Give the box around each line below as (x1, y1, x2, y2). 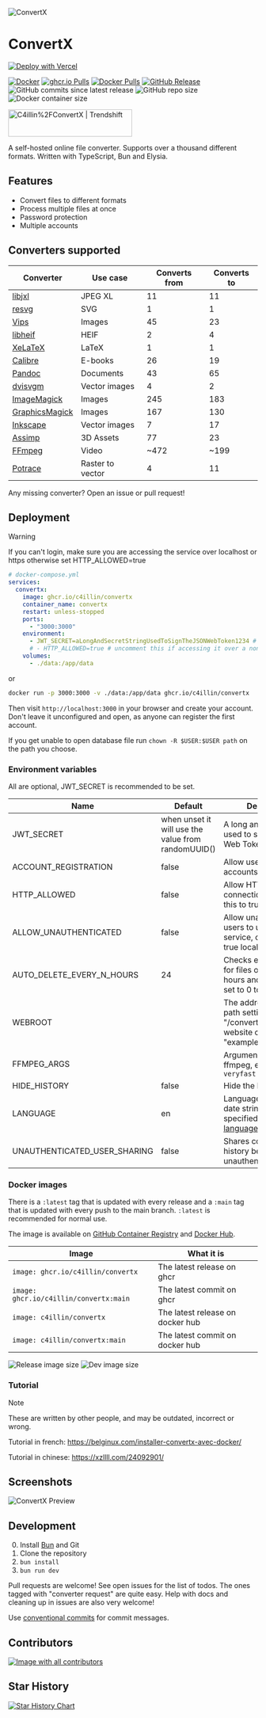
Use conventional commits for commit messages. (8, 1613, 169, 1623)
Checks (222, 954, 252, 966)
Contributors (8, 1636, 74, 1649)
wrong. (8, 1422, 32, 1431)
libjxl (12, 290, 30, 301)
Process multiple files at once (19, 204, 116, 213)
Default (173, 800, 203, 811)
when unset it (161, 813, 211, 825)
